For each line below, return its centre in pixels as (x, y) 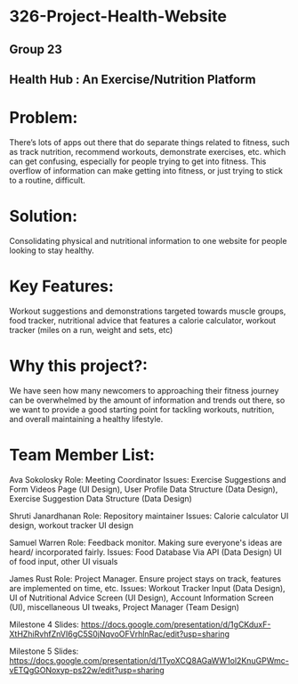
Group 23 (36, 49)
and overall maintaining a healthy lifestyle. (86, 419)
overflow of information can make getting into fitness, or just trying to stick (146, 170)
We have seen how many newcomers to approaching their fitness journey (144, 390)
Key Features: (61, 286)
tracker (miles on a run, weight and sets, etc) (91, 330)
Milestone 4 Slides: (44, 624)
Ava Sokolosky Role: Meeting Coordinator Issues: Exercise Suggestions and (148, 479)
